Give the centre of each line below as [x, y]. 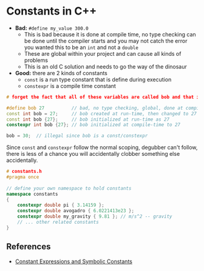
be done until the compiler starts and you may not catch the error [106, 41]
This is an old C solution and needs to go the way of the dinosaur [105, 66]
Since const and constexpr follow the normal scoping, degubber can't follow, [102, 147]
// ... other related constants [58, 222]
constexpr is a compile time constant [70, 85]
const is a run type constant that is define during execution [98, 79]
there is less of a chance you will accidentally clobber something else [93, 154]
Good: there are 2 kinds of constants [61, 73]
